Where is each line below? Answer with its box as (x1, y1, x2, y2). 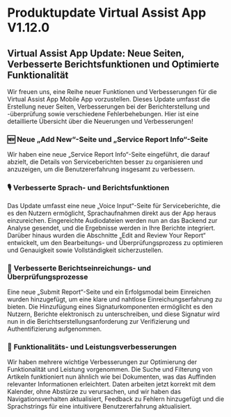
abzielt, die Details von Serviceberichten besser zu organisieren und (7, 158, 203, 166)
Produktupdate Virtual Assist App (7, 5, 207, 21)
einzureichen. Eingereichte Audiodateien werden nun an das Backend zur (7, 216, 218, 224)
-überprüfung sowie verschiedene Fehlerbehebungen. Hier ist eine (7, 110, 200, 118)
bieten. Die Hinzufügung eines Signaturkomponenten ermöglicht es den (7, 302, 213, 310)
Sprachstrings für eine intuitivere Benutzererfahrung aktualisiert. (7, 402, 192, 411)
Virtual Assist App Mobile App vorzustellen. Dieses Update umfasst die (7, 95, 211, 103)
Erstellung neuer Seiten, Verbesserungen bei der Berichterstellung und (7, 102, 210, 111)
